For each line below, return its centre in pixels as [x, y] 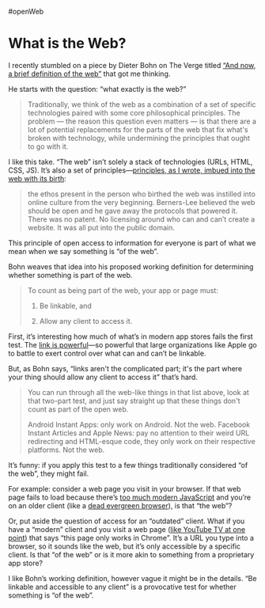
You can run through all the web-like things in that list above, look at [138, 392]
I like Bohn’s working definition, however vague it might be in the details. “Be [132, 578]
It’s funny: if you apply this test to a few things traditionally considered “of [128, 465]
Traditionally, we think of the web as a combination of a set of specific [142, 104]
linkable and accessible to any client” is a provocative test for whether [122, 587]
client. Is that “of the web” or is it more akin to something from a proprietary [131, 554]
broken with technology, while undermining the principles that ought [139, 138]
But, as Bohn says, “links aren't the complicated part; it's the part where [125, 368]
